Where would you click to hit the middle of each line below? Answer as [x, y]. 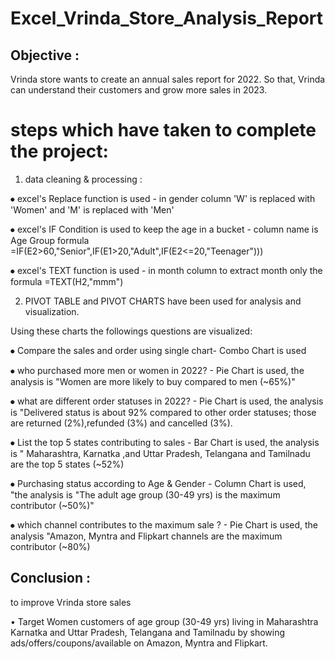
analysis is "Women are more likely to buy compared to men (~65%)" [153, 381]
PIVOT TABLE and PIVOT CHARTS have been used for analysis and [163, 301]
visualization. [52, 311]
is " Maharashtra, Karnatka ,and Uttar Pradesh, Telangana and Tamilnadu [160, 453]
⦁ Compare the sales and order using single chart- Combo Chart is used [158, 350]
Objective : [45, 55]
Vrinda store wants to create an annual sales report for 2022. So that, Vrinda [168, 79]
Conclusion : [50, 578]
